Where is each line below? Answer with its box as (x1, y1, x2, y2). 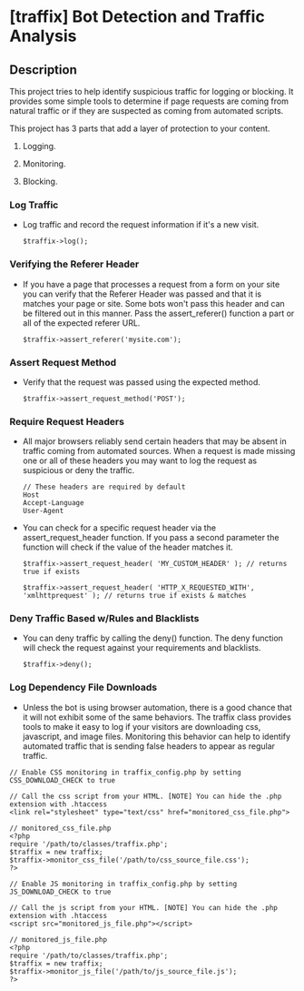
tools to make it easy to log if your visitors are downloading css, (22, 721, 261, 732)
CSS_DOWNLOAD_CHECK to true (9, 775, 116, 784)
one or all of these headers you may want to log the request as (22, 455, 257, 466)
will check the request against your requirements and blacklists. (22, 642, 261, 653)
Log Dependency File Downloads (9, 681, 157, 693)
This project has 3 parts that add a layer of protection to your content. (9, 123, 270, 134)
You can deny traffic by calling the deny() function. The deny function (22, 632, 284, 643)
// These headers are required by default (22, 482, 186, 492)
